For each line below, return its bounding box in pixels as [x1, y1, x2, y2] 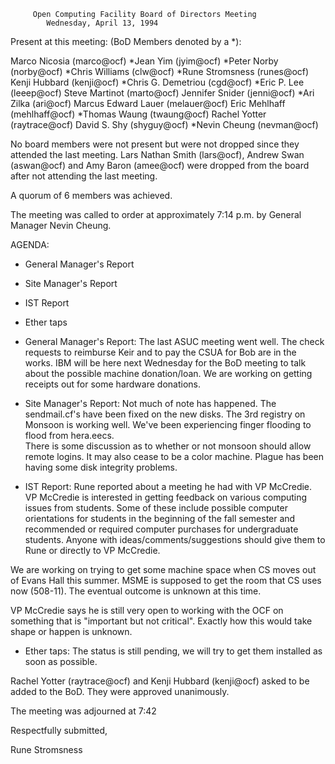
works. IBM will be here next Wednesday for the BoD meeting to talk [24, 357, 307, 369]
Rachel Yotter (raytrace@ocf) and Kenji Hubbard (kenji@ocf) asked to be [10, 675, 310, 687]
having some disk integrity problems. [24, 461, 178, 473]
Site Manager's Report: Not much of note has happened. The [24, 398, 277, 409]
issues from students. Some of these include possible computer [24, 502, 288, 514]
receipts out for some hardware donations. [24, 378, 201, 390]
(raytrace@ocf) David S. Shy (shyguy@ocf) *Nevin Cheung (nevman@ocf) [10, 119, 319, 130]
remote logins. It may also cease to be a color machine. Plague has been [24, 451, 325, 462]
